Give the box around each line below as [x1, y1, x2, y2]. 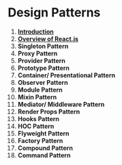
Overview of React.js [17, 34, 79, 42]
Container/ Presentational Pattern [17, 71, 115, 79]
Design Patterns [7, 5, 101, 21]
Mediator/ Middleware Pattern [17, 100, 105, 108]
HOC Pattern [17, 122, 55, 130]
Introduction [17, 27, 54, 36]
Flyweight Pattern [17, 129, 70, 138]
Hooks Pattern [17, 114, 60, 123]
